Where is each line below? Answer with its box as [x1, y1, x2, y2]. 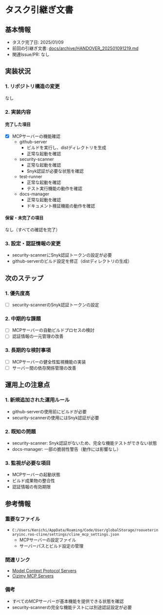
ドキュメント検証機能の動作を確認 [26, 203, 95, 209]
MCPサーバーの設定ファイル [19, 537, 76, 543]
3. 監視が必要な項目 [5, 460, 51, 467]
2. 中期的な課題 [5, 316, 41, 322]
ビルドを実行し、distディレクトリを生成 [26, 145, 107, 150]
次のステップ [5, 274, 44, 282]
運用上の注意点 [5, 381, 50, 389]
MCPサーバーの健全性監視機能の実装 [12, 359, 86, 364]
